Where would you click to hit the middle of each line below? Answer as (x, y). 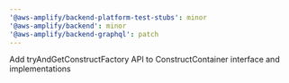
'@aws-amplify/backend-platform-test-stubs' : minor (108, 17)
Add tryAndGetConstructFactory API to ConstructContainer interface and (145, 60)
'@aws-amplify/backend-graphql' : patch (84, 34)
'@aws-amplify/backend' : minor (68, 26)
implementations (41, 69)
